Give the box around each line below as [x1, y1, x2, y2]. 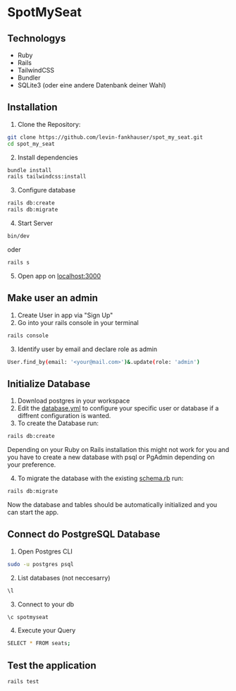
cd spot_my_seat [7, 140, 55, 147]
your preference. [7, 460, 56, 469]
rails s [7, 259, 30, 266]
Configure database [17, 186, 76, 195]
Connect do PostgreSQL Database [7, 528, 161, 540]
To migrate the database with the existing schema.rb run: [17, 474, 184, 483]
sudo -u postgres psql [7, 561, 74, 568]
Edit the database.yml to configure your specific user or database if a [17, 404, 219, 412]
